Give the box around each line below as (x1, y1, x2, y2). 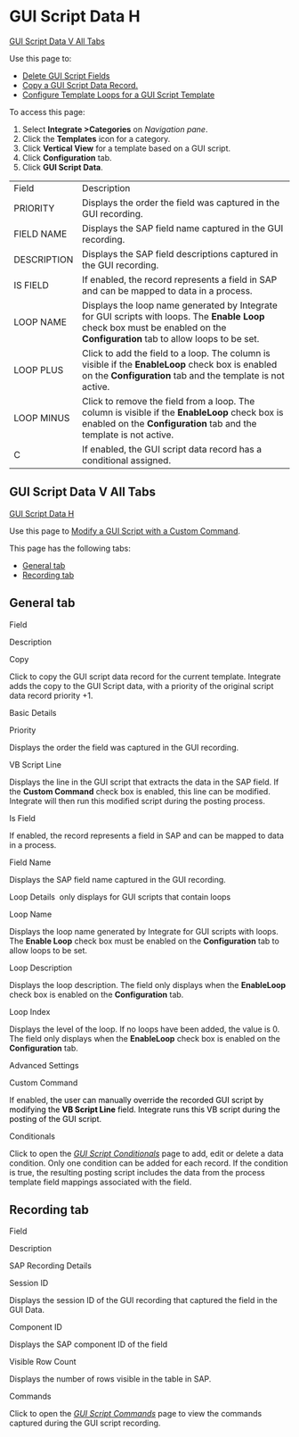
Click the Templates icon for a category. (21, 133, 171, 144)
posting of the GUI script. (9, 1113, 102, 1124)
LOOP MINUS (13, 411, 70, 424)
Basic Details (9, 707, 57, 718)
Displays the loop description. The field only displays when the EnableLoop (9, 979, 287, 990)
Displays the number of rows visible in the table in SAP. (9, 1374, 212, 1384)
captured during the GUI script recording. (9, 1417, 161, 1429)
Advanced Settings (9, 1059, 79, 1070)
